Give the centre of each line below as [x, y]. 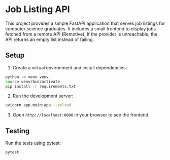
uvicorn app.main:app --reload [38, 105]
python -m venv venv [27, 77]
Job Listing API [38, 9]
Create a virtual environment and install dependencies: [70, 67]
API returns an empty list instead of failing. [50, 39]
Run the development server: [43, 96]
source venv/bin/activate [32, 82]
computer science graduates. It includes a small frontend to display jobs [81, 28]
